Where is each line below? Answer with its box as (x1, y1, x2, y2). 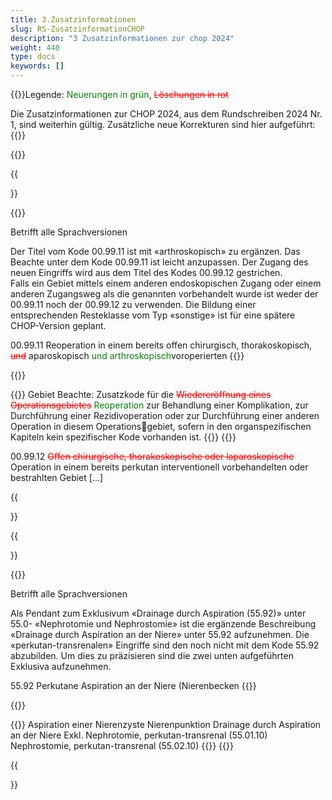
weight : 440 (10, 42, 60, 53)
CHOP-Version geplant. (10, 320, 107, 331)
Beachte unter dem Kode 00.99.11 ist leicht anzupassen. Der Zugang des (10, 256, 309, 268)
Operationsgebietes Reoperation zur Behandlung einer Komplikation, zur (10, 399, 309, 411)
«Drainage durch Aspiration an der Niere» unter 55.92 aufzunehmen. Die (10, 629, 310, 640)
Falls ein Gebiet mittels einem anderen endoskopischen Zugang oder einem (10, 277, 322, 289)
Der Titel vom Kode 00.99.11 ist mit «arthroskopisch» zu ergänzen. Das (10, 246, 301, 257)
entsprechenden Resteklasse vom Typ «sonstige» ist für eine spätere (10, 309, 296, 321)
